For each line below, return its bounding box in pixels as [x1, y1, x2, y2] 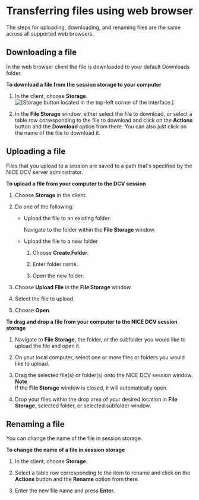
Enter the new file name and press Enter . [14, 487, 115, 494]
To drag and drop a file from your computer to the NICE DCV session [6, 318, 178, 325]
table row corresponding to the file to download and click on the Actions [14, 116, 193, 124]
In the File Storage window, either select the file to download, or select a [14, 110, 192, 117]
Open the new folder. [32, 272, 84, 279]
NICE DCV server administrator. [6, 168, 83, 176]
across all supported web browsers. [6, 30, 94, 37]
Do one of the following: [14, 203, 74, 210]
